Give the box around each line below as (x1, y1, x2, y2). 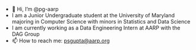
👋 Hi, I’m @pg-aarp (11, 6, 59, 12)
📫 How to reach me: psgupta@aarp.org (11, 37, 110, 44)
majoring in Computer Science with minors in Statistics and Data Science (11, 18, 191, 25)
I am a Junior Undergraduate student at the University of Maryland (11, 12, 175, 19)
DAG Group (11, 31, 40, 38)
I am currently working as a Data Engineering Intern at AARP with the (11, 24, 181, 31)
